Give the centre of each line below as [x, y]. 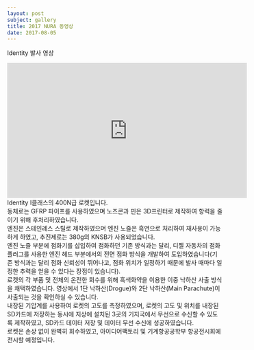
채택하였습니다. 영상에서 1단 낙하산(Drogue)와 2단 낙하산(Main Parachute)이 [117, 288]
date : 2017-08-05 [32, 33]
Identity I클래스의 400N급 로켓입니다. [58, 202]
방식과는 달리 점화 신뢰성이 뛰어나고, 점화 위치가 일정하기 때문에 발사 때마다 [115, 263]
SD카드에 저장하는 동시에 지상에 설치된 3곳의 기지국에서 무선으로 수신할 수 [106, 314]
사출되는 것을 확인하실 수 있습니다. [53, 297]
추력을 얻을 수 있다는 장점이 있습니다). [70, 271]
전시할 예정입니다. [31, 340]
